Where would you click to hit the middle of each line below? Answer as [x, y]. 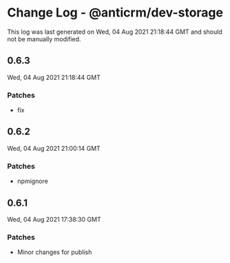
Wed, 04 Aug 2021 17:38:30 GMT [54, 219]
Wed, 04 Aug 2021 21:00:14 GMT [54, 148]
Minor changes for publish [54, 252]
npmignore [32, 181]
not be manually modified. [44, 39]
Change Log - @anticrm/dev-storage [115, 13]
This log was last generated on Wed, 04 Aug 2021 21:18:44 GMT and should [115, 32]
